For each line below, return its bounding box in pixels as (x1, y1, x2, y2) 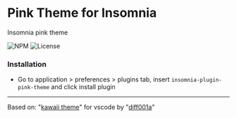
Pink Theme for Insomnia (7, 5, 157, 21)
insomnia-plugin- (171, 77, 222, 84)
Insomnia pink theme (7, 28, 68, 37)
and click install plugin (51, 83, 116, 91)
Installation (7, 59, 47, 69)
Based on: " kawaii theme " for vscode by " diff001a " (7, 103, 155, 112)
